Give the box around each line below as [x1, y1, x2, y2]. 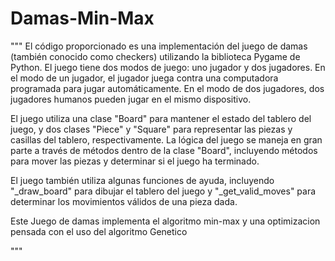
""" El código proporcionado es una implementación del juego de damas [10, 40, 308, 52]
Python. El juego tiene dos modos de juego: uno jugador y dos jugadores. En [10, 61, 326, 73]
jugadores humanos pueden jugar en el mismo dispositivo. [10, 93, 252, 105]
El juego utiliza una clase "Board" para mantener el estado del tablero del [10, 112, 312, 124]
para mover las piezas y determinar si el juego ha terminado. [10, 155, 260, 167]
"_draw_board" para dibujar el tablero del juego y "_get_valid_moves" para [10, 185, 317, 197]
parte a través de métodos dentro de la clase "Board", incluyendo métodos [10, 144, 318, 156]
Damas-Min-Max [10, 7, 155, 30]
